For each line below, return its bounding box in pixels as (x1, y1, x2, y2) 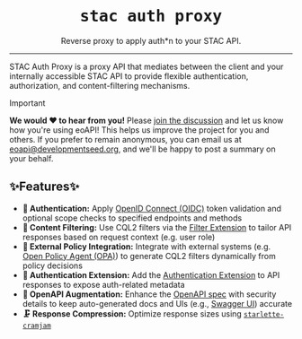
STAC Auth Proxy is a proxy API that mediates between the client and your (9, 61, 284, 72)
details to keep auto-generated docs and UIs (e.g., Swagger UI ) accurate (22, 298, 293, 309)
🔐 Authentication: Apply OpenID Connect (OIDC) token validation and (22, 203, 281, 213)
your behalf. (9, 152, 54, 163)
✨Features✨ (9, 179, 80, 195)
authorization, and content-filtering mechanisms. (9, 80, 191, 91)
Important (9, 97, 46, 109)
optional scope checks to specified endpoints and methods (22, 213, 243, 223)
